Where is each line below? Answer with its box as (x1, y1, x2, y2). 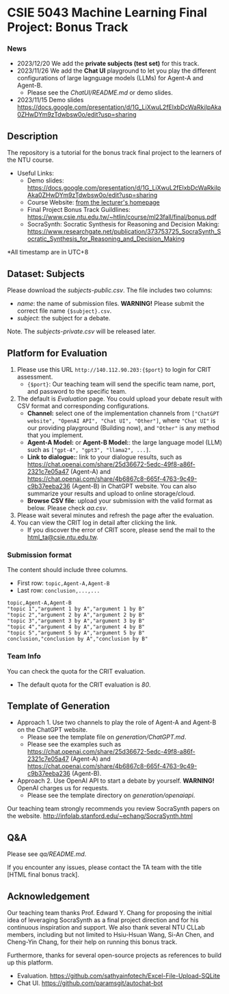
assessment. (16, 372, 53, 381)
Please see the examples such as (27, 740, 122, 748)
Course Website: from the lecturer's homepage (27, 198, 161, 206)
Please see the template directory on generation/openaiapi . (27, 791, 196, 800)
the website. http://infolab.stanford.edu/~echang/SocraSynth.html (7, 812, 193, 820)
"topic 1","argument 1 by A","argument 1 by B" (7, 606, 146, 613)
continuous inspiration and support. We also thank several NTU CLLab (7, 923, 205, 931)
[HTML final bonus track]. (7, 871, 80, 879)
